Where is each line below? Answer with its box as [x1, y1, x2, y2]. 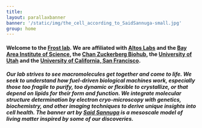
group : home [6, 25, 36, 32]
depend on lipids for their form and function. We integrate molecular [6, 90, 182, 97]
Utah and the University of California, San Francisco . [6, 56, 141, 64]
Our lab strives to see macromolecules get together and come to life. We [6, 70, 192, 78]
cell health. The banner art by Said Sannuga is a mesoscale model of [6, 109, 183, 116]
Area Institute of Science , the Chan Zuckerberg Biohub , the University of [6, 50, 192, 58]
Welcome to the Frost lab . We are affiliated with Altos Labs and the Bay [6, 44, 187, 51]
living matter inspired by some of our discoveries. [6, 115, 134, 123]
